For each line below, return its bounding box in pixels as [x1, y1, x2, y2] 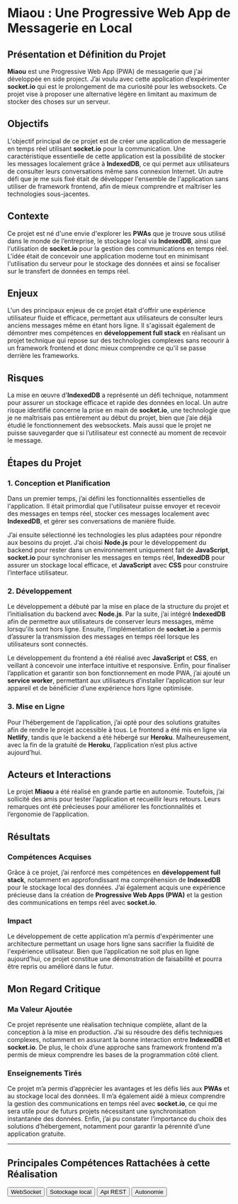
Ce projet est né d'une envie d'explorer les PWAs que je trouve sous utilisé [7, 229, 226, 237]
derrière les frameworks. [7, 352, 79, 360]
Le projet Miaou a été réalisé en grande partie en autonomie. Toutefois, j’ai [7, 787, 225, 796]
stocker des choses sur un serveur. [7, 97, 110, 106]
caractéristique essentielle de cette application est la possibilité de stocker [7, 151, 225, 161]
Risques [7, 371, 44, 384]
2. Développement [7, 586, 72, 596]
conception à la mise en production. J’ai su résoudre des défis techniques [7, 1028, 223, 1036]
